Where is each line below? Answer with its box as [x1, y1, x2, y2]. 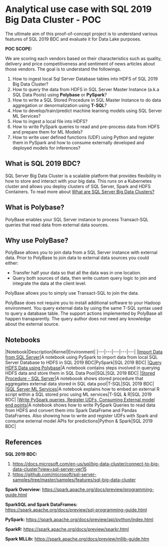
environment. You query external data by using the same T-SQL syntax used [5, 305, 162, 311]
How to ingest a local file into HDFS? [12, 118, 88, 124]
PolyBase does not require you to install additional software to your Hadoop [5, 300, 161, 306]
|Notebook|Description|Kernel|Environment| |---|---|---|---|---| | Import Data [5, 349, 163, 355]
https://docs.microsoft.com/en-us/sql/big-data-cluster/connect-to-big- [12, 461, 160, 466]
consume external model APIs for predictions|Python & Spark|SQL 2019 [5, 418, 153, 424]
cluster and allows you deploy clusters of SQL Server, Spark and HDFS [5, 183, 151, 189]
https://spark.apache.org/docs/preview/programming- [41, 486, 154, 492]
